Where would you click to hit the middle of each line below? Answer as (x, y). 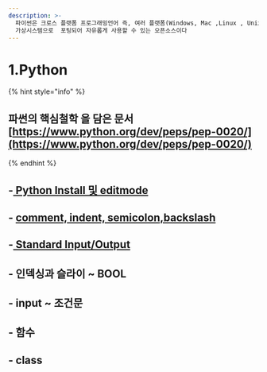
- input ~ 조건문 (46, 303)
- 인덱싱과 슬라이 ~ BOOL (68, 274)
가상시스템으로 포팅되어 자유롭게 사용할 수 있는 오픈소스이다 (101, 30)
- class (25, 360)
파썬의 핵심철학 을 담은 (60, 119)
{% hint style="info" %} (47, 91)
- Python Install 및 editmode (78, 190)
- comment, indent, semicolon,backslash (112, 217)
